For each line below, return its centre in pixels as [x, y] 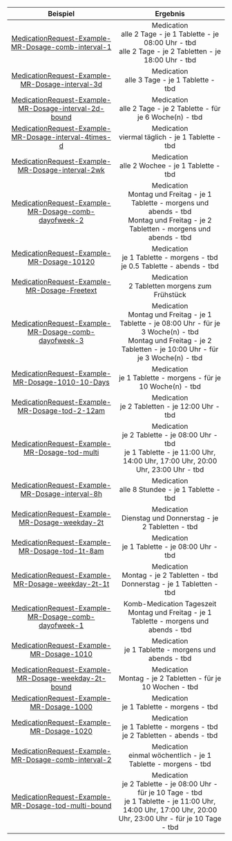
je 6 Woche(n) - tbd [170, 117]
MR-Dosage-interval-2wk [61, 170]
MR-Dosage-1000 [61, 707]
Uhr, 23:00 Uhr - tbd [170, 469]
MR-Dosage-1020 [61, 731]
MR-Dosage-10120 [61, 262]
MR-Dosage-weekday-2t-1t [61, 584]
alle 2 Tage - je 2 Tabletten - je [170, 51]
